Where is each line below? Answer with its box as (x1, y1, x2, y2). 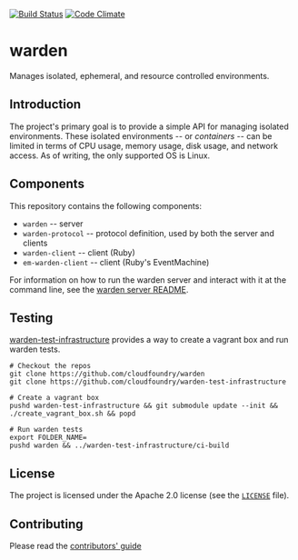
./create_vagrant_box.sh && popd (9, 409, 136, 418)
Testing (9, 310, 54, 325)
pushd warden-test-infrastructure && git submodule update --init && (9, 401, 279, 411)
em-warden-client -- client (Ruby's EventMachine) (22, 256, 210, 267)
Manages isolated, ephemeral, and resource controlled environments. (9, 70, 270, 81)
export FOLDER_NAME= (9, 433, 88, 443)
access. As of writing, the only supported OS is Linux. (9, 150, 211, 161)
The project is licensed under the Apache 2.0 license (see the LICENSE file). (9, 490, 290, 501)
